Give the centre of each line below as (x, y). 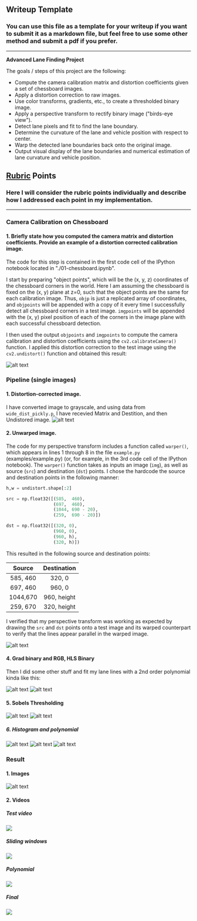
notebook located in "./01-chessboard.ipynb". (61, 268)
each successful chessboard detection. (54, 323)
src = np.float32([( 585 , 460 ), (45, 499)
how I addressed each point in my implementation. (79, 200)
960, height (60, 597)
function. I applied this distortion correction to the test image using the (91, 347)
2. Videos (18, 800)
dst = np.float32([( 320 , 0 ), (42, 526)
